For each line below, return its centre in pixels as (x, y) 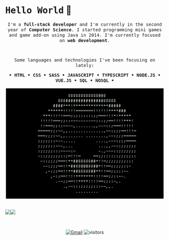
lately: (85, 65)
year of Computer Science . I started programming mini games (85, 29)
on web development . (85, 40)
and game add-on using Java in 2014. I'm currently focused (85, 35)
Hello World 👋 (39, 10)
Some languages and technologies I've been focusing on (85, 60)
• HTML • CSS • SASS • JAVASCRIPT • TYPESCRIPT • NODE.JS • (85, 75)
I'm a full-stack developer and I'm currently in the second (85, 24)
